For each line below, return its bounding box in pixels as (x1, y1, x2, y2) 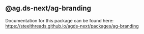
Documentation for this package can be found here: (5, 17, 114, 23)
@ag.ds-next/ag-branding (5, 4, 92, 13)
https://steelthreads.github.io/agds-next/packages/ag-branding (5, 23, 139, 29)
